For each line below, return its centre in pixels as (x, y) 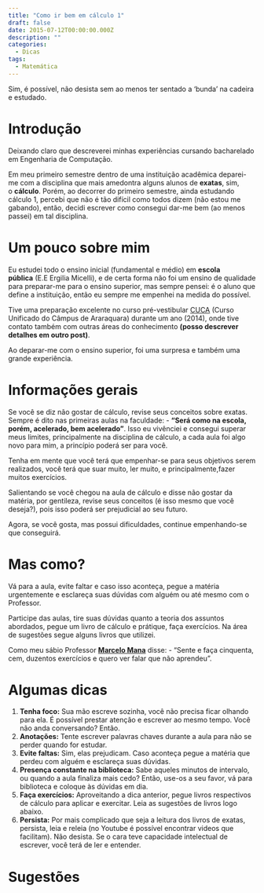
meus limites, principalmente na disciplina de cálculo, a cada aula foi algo (127, 437)
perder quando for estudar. (63, 745)
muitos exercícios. (38, 477)
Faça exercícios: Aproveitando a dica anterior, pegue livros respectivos (135, 795)
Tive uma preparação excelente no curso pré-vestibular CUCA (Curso (121, 309)
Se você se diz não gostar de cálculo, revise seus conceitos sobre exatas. (128, 412)
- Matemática (37, 67)
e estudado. (27, 97)
